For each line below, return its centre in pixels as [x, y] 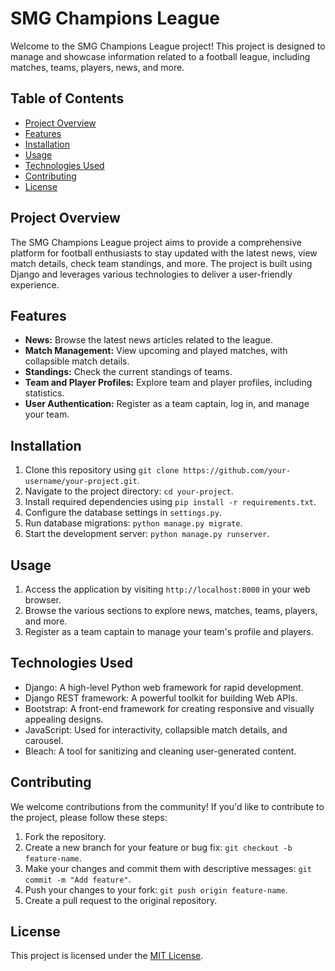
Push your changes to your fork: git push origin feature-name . [156, 889]
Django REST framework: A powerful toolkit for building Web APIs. [161, 698]
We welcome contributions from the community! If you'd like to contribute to [167, 806]
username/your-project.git [81, 482]
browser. [43, 600]
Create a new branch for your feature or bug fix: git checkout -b [158, 847]
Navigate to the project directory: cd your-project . [129, 491]
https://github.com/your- [237, 471]
